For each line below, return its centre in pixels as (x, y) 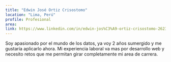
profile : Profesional (28, 19)
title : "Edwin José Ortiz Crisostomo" (46, 10)
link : (11, 29)
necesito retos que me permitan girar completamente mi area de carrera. (82, 54)
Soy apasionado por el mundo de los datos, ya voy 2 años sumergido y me (83, 43)
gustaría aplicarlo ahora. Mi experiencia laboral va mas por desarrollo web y (85, 49)
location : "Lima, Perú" (31, 15)
